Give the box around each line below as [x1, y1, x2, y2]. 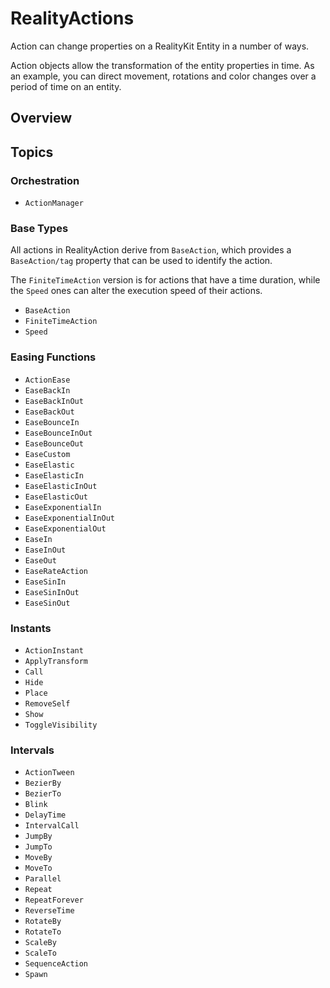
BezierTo [24, 789, 62, 799]
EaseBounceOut [24, 438, 84, 449]
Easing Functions [10, 350, 97, 364]
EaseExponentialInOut [24, 513, 115, 523]
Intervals [10, 743, 55, 757]
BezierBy [24, 778, 62, 789]
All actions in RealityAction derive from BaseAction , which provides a [10, 244, 292, 256]
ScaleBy [24, 938, 57, 948]
